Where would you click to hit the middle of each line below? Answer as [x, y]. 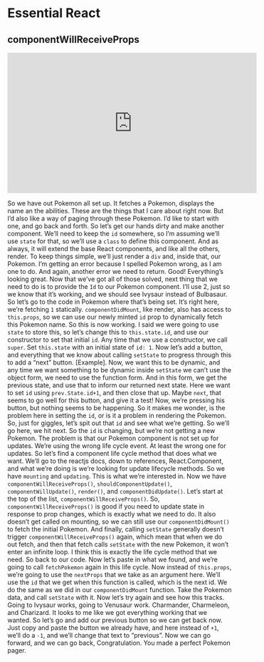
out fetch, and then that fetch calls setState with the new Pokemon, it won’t [118, 544]
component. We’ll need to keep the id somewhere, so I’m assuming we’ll [113, 234]
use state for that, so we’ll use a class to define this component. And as [113, 241]
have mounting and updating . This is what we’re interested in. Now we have [117, 476]
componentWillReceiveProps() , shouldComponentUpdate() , [90, 484]
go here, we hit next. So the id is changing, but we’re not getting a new [111, 431]
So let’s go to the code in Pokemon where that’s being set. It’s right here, [113, 302]
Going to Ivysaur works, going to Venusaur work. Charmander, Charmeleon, [118, 605]
